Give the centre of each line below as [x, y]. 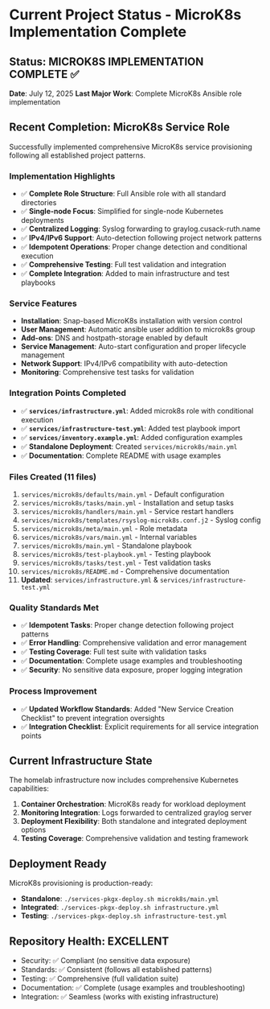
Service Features [43, 303]
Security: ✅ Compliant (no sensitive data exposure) [106, 961]
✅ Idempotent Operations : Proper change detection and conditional [134, 247]
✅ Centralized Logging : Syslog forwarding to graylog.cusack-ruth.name [140, 229]
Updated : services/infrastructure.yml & [90, 580]
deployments [43, 220]
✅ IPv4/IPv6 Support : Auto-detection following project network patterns [141, 238]
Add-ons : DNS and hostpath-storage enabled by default [114, 338]
